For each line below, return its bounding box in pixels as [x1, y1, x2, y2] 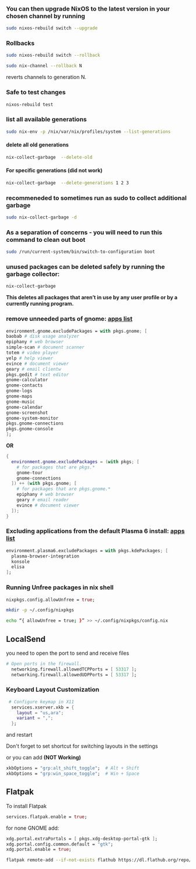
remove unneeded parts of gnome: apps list [6, 315, 133, 323]
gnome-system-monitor [6, 415, 59, 421]
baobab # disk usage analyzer [6, 333, 80, 340]
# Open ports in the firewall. [6, 661, 82, 666]
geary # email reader [16, 497, 69, 503]
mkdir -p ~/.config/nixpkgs [6, 607, 75, 613]
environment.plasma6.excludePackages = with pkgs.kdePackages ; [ [6, 548, 168, 553]
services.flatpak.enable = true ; [6, 813, 87, 820]
